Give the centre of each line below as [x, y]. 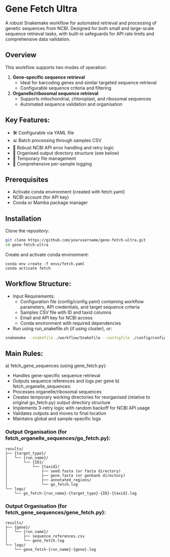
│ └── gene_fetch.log [35, 541]
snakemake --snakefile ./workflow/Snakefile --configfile [68, 338]
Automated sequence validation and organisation [71, 104]
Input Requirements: [34, 296]
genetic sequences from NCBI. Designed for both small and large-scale [80, 28]
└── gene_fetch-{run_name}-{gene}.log [55, 550]
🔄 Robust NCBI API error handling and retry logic [63, 147]
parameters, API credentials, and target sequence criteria [80, 307]
